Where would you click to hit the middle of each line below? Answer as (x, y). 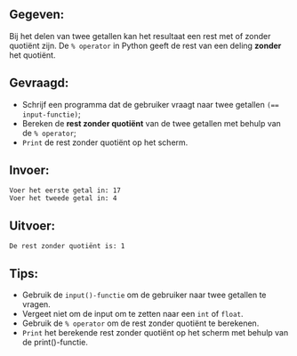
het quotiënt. (32, 55)
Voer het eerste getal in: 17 (65, 190)
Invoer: (29, 170)
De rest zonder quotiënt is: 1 (67, 247)
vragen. (36, 304)
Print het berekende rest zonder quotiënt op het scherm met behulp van (155, 333)
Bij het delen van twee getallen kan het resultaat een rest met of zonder (140, 36)
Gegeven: (37, 15)
